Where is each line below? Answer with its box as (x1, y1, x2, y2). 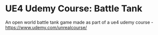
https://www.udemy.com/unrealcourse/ (5, 24, 87, 30)
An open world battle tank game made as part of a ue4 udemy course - (5, 19, 153, 25)
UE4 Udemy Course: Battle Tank (5, 3, 143, 14)
